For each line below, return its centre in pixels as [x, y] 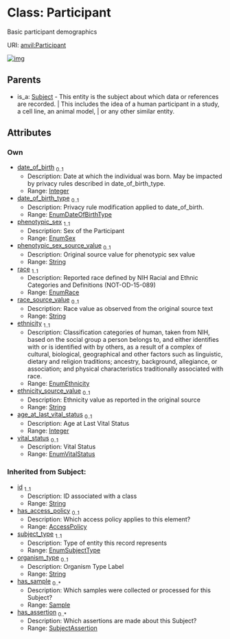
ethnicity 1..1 [33, 324]
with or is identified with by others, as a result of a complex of [115, 347]
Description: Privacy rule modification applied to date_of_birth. [116, 207]
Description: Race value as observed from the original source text [120, 309]
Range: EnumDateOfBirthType [69, 215]
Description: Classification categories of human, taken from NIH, [119, 332]
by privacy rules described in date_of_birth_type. [96, 184]
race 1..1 [28, 270]
